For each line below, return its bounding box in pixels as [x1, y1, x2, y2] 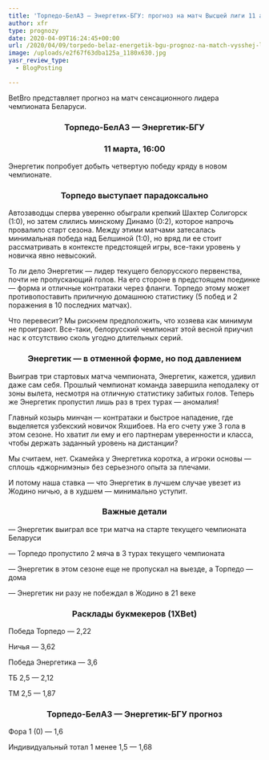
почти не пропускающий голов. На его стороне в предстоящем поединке [8, 274, 260, 285]
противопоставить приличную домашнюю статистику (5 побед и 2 [8, 292, 238, 302]
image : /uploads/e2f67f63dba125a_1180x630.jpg [8, 49, 167, 57]
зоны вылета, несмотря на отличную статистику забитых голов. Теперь [8, 388, 255, 398]
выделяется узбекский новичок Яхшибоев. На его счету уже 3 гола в [8, 421, 246, 430]
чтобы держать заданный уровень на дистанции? [8, 438, 179, 448]
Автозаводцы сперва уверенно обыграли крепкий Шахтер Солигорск [8, 208, 248, 217]
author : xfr [8, 19, 48, 27]
